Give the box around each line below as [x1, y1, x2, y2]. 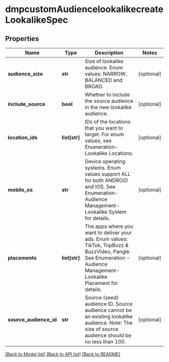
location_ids [8, 134, 38, 141]
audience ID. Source [84, 300, 133, 307]
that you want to [84, 125, 123, 132]
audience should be [84, 332, 132, 339]
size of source [84, 326, 119, 332]
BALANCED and [84, 77, 123, 84]
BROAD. [84, 83, 104, 90]
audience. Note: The [84, 319, 133, 326]
